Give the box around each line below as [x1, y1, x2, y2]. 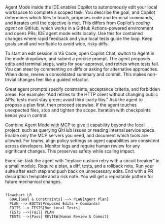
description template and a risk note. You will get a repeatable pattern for [5, 174, 154, 179]
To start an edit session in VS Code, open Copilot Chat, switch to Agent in [5, 50, 155, 56]
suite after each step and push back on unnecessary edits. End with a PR [5, 168, 154, 174]
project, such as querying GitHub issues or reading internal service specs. [5, 127, 156, 133]
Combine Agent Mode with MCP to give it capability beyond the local [5, 122, 145, 128]
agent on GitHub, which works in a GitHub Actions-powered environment [5, 25, 154, 31]
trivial [5, 76, 16, 82]
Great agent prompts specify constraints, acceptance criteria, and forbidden [5, 86, 160, 92]
